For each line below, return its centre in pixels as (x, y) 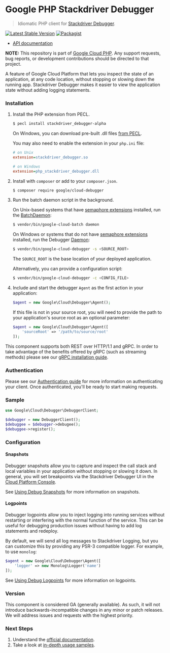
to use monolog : (21, 552)
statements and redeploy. (32, 531)
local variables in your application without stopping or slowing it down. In (81, 471)
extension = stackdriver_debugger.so (50, 157)
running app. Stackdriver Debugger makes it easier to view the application (83, 85)
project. (13, 64)
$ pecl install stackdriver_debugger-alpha (59, 124)
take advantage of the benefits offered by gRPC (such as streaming (76, 351)
